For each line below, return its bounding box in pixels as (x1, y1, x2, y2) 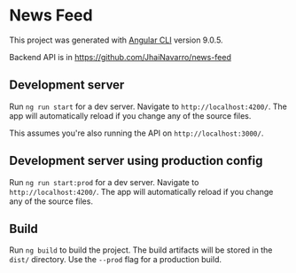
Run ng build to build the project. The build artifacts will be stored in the (9, 245, 273, 255)
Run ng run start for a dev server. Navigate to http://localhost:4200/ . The (9, 101, 288, 112)
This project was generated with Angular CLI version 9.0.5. (9, 35, 223, 45)
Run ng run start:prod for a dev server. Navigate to (9, 176, 199, 187)
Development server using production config (9, 153, 263, 168)
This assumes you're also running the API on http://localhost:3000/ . (9, 128, 264, 138)
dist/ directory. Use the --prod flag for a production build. (9, 254, 222, 265)
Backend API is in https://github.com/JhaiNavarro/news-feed (9, 51, 232, 62)
